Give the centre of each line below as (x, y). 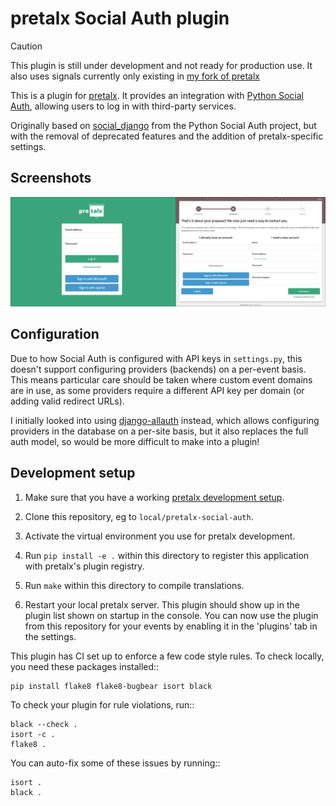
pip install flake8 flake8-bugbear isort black (111, 686)
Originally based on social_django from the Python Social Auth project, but (163, 125)
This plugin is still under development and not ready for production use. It (161, 65)
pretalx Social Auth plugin (120, 18)
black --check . (44, 724)
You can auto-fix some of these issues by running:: (115, 763)
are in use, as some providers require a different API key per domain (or (157, 390)
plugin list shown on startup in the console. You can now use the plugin (171, 615)
